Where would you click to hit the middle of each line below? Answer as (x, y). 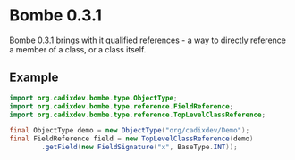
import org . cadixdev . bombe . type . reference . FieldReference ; (122, 106)
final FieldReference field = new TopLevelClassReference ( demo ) (131, 139)
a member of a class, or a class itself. (78, 49)
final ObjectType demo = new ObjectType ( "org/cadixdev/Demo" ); (130, 131)
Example (34, 78)
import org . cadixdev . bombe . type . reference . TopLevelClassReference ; (138, 115)
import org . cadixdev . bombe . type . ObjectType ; (93, 98)
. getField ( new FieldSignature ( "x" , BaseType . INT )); (140, 148)
